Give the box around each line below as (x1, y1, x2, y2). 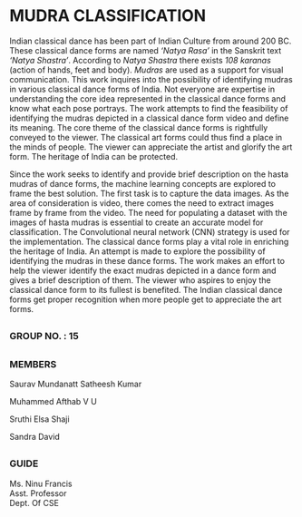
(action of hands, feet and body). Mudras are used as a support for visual (9, 64, 284, 75)
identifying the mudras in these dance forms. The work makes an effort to (9, 255, 286, 266)
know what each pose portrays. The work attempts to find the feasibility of (9, 102, 288, 113)
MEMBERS (9, 357, 57, 370)
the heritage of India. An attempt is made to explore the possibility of (9, 246, 266, 257)
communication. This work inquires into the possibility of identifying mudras (9, 73, 293, 84)
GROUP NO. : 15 (9, 330, 79, 343)
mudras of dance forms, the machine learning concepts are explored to (9, 178, 277, 189)
